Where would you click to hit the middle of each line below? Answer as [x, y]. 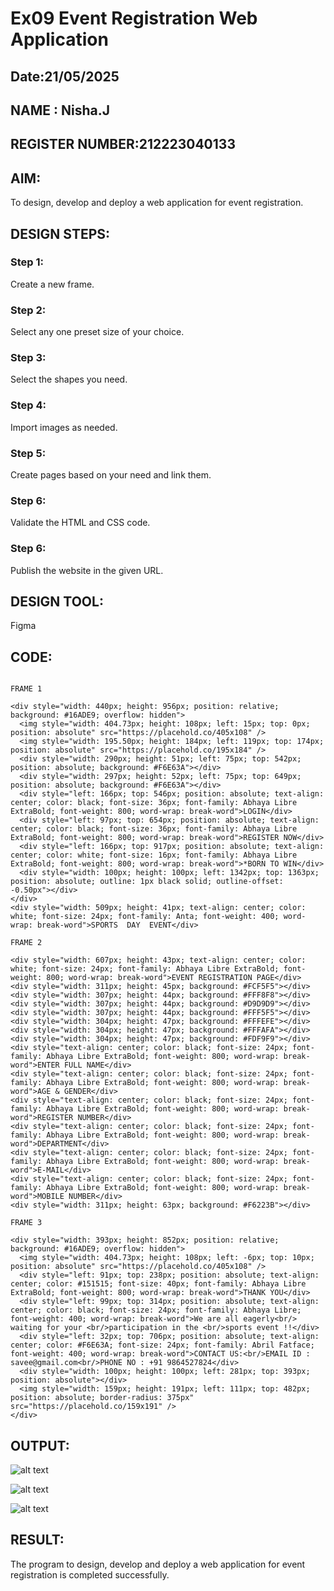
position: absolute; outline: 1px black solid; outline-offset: [147, 882]
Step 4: [28, 405]
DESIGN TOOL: [57, 602]
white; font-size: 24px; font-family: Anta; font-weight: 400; [145, 917]
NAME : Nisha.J [60, 110]
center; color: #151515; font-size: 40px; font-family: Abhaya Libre [158, 1284]
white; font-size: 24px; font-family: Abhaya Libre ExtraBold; [145, 969]
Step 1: [27, 262]
